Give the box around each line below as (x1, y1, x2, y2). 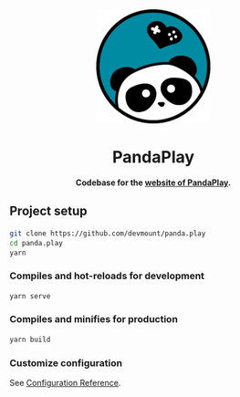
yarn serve (9, 291, 51, 300)
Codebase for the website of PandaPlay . (76, 177, 231, 188)
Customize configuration (9, 356, 123, 369)
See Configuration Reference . (9, 378, 121, 389)
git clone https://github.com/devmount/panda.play (9, 228, 206, 238)
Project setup (9, 204, 89, 219)
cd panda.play (9, 238, 64, 247)
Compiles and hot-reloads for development (9, 269, 205, 282)
